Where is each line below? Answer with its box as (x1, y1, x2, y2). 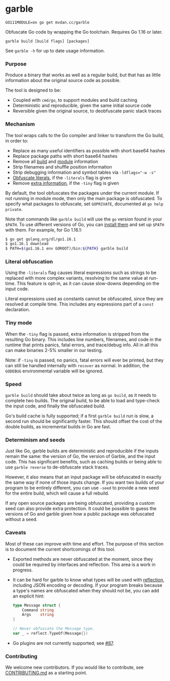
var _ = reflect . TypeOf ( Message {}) (12, 631, 88, 636)
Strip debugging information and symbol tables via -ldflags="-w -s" (12, 169, 156, 175)
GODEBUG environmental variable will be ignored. (5, 368, 104, 374)
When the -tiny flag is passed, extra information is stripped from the (5, 331, 149, 337)
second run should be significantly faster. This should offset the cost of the (5, 418, 162, 424)
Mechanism (5, 121, 36, 128)
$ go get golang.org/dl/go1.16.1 (5, 236, 76, 242)
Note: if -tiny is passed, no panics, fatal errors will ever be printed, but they (5, 357, 164, 363)
